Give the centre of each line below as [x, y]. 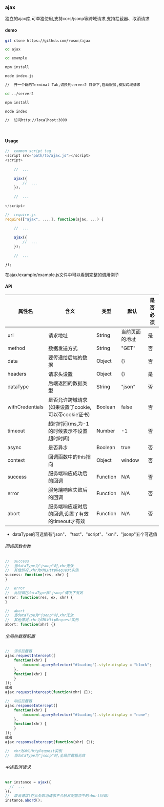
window [130, 460]
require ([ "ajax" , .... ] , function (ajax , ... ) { [54, 219]
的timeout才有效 [67, 521]
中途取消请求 [18, 767]
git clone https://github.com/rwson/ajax [48, 41]
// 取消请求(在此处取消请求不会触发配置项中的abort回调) [57, 796]
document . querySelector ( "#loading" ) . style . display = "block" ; [87, 665]
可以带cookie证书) [69, 414]
